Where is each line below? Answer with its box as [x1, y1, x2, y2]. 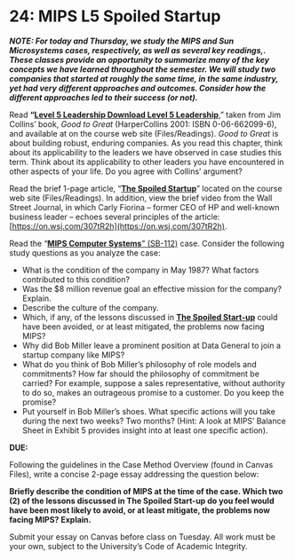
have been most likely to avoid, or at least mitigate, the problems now [9, 504, 271, 516]
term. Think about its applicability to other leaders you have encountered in [9, 156, 284, 167]
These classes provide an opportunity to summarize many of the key [9, 54, 269, 65]
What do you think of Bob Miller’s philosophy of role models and [21, 359, 257, 369]
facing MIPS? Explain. [9, 514, 92, 525]
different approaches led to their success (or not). [9, 91, 198, 103]
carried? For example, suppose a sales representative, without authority [21, 377, 286, 388]
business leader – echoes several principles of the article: [9, 211, 220, 222]
